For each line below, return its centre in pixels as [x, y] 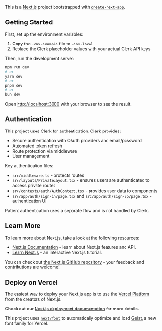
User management [31, 156]
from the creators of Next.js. [33, 299]
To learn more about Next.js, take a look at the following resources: [72, 238]
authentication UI [29, 201]
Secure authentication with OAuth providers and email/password [77, 140]
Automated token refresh [37, 146]
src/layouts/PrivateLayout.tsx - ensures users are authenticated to [81, 180]
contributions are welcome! [32, 267]
